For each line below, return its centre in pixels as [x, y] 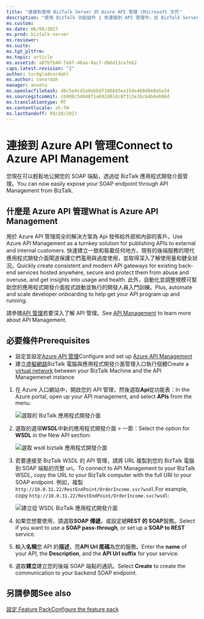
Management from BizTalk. [40, 191]
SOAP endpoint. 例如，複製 [49, 482]
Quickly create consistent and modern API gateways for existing [97, 266]
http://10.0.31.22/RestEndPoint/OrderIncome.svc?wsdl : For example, [101, 489]
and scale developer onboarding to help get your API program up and [93, 294]
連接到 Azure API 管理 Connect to [90, 145]
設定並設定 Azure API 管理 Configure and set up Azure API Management [104, 356]
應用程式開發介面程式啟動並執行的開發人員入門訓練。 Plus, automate [107, 287]
